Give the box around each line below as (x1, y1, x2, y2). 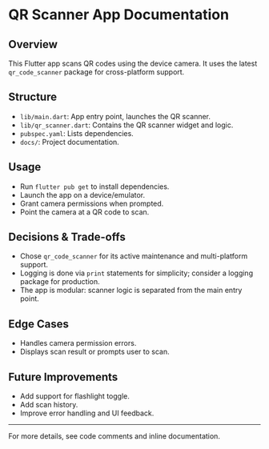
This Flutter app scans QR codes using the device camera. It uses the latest (8, 58, 258, 68)
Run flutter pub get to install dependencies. (19, 182, 170, 191)
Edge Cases (8, 317, 70, 331)
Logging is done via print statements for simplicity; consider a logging (19, 268, 254, 278)
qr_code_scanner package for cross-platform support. (8, 67, 185, 77)
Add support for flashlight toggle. (19, 391, 130, 401)
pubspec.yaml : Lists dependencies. (19, 128, 134, 138)
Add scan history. (19, 400, 78, 410)
